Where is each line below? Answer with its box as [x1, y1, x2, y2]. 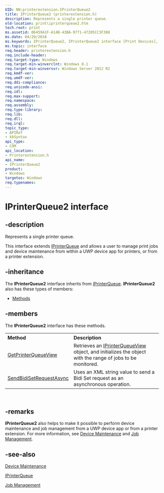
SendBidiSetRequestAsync [7, 375, 69, 381]
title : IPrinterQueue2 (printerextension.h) [5, 12, 97, 17]
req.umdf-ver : [5, 75, 34, 80]
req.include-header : [5, 52, 47, 58]
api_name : [5, 157, 25, 162]
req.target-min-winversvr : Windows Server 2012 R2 [5, 67, 110, 71]
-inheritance [5, 268, 44, 276]
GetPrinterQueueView [7, 351, 58, 358]
